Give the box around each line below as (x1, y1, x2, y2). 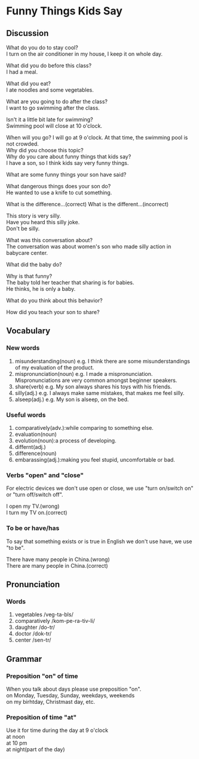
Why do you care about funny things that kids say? (6, 153, 131, 160)
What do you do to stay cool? (6, 44, 79, 51)
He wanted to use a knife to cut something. (6, 189, 112, 196)
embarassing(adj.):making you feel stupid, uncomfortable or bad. (14, 456, 175, 463)
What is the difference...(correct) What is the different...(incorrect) (6, 201, 169, 207)
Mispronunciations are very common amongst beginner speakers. (14, 377, 177, 384)
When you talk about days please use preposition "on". (6, 685, 142, 692)
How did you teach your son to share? (6, 309, 100, 315)
